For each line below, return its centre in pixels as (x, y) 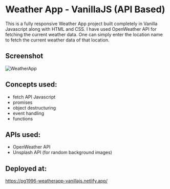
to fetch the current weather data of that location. (57, 40)
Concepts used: (31, 85)
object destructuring (34, 108)
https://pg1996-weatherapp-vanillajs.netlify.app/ (57, 181)
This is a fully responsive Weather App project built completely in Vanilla (81, 24)
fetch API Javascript (34, 97)
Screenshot (24, 56)
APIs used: (23, 134)
